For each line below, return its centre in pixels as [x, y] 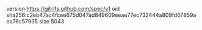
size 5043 [52, 21]
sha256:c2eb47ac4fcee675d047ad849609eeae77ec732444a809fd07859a [101, 15]
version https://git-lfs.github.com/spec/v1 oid [63, 9]
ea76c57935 [22, 21]
